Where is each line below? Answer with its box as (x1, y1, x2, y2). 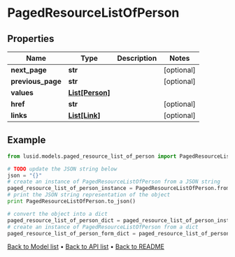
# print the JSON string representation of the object (7, 191, 171, 198)
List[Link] (68, 110, 101, 120)
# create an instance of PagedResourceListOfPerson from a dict (7, 223, 199, 230)
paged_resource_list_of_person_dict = (7, 216, 120, 224)
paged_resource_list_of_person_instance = (7, 185, 133, 192)
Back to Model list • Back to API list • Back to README (7, 242, 164, 251)
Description (117, 54, 157, 63)
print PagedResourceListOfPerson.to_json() (7, 198, 136, 205)
